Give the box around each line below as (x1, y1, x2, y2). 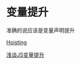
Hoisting (6, 39, 27, 46)
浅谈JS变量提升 (6, 51, 45, 58)
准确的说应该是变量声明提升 (6, 27, 75, 34)
